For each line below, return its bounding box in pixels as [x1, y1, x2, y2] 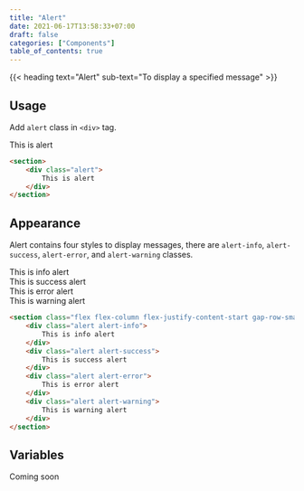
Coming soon [9, 471, 60, 482]
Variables [9, 447, 65, 462]
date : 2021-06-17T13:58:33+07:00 [9, 22, 136, 31]
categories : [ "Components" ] [9, 38, 116, 48]
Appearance [9, 215, 81, 231]
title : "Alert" [9, 13, 67, 23]
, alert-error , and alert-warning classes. [37, 250, 194, 260]
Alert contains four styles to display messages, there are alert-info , [9, 240, 265, 250]
